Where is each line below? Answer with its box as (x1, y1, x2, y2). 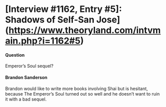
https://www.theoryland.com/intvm (8, 25, 161, 36)
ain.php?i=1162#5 (5, 35, 81, 47)
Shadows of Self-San (5, 14, 95, 25)
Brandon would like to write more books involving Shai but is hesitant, (5, 86, 148, 92)
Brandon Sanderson (5, 74, 48, 80)
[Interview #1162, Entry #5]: (5, 3, 122, 15)
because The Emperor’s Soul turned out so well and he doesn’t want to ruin (5, 91, 160, 97)
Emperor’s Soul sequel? (5, 63, 54, 69)
